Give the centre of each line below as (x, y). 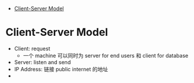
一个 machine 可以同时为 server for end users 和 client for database (106, 55)
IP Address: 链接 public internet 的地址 (61, 69)
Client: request (32, 48)
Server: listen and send (42, 62)
